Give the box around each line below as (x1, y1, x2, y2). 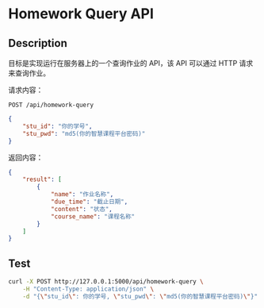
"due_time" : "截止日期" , (50, 198, 128, 206)
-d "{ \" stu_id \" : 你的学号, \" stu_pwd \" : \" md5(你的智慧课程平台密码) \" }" (22, 292, 258, 300)
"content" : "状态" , (50, 205, 113, 213)
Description (8, 37, 67, 50)
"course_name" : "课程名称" (50, 212, 136, 221)
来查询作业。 (8, 68, 50, 78)
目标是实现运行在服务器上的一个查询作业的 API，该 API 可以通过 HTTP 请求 (8, 59, 254, 67)
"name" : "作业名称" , (50, 191, 114, 198)
